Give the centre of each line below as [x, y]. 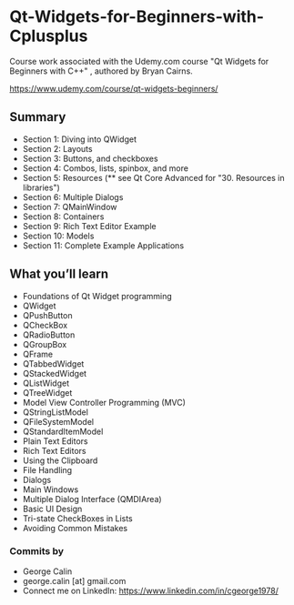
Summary [38, 117]
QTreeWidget [47, 392]
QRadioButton [49, 335]
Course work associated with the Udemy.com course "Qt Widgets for [139, 61]
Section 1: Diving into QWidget [79, 139]
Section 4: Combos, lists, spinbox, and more [106, 168]
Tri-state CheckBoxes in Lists [78, 518]
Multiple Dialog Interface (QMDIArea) [92, 499]
